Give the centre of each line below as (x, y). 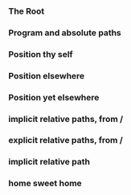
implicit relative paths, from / (66, 119)
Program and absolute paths (65, 32)
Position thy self (41, 54)
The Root (27, 11)
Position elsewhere (47, 75)
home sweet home (45, 184)
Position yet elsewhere (54, 97)
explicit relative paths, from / (65, 140)
